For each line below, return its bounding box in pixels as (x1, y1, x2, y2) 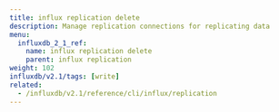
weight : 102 (9, 64, 55, 73)
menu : (9, 30, 30, 39)
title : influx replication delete (9, 13, 141, 23)
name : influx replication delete (25, 47, 153, 56)
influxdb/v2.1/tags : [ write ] (9, 72, 120, 81)
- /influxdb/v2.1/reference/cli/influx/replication (17, 89, 218, 98)
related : (9, 80, 43, 89)
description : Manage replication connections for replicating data (9, 22, 271, 31)
